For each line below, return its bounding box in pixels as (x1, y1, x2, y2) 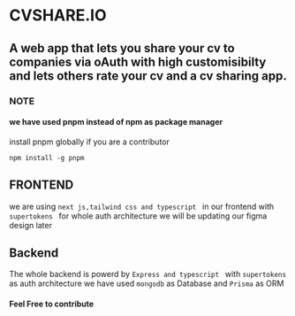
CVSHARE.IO (9, 5, 107, 26)
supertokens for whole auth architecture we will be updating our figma (9, 210, 268, 221)
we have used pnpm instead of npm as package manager (9, 117, 223, 127)
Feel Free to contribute (9, 298, 95, 309)
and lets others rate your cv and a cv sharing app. (9, 68, 287, 83)
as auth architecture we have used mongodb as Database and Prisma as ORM (9, 278, 284, 289)
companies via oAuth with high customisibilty (9, 54, 267, 69)
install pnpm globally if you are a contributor (9, 136, 170, 147)
